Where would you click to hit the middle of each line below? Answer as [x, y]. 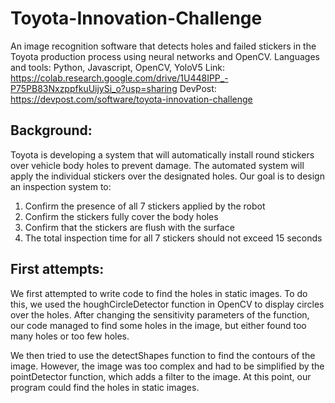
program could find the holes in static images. [105, 387]
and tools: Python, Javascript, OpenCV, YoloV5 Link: [118, 67]
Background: [51, 130]
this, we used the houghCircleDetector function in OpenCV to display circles [167, 304]
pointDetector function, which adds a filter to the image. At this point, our [161, 376]
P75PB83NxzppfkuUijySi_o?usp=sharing [94, 88]
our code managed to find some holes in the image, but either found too [158, 325]
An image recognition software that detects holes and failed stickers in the [163, 46]
